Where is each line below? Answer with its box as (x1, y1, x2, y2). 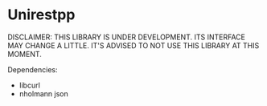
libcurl (18, 80, 41, 90)
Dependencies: (7, 64, 58, 74)
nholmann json (18, 88, 69, 98)
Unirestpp (7, 6, 76, 24)
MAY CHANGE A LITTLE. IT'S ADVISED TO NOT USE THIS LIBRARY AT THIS (7, 40, 260, 50)
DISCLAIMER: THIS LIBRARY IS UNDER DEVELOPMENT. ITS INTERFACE (7, 32, 246, 42)
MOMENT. (7, 49, 42, 59)
